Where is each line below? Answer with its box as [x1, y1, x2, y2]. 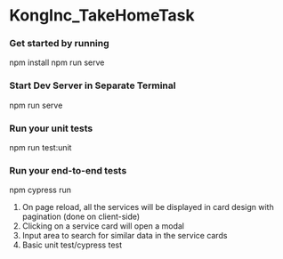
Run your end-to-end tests [9, 165, 127, 176]
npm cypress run [9, 184, 71, 196]
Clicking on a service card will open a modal [21, 221, 185, 231]
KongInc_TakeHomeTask [9, 5, 195, 26]
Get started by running [9, 37, 109, 50]
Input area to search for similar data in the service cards [21, 231, 228, 241]
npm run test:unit [9, 142, 72, 153]
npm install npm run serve [9, 57, 105, 68]
